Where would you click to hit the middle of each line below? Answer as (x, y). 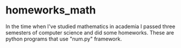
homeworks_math (51, 10)
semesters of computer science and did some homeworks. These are (90, 32)
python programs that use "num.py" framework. (64, 39)
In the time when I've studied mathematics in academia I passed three (90, 26)
